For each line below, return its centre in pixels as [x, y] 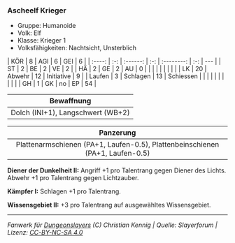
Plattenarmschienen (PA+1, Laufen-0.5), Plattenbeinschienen [117, 145]
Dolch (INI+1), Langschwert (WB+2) [71, 112]
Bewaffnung [70, 101]
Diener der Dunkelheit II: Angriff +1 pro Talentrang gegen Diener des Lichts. [117, 170]
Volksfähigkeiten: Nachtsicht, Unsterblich [77, 48]
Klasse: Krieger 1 [42, 40]
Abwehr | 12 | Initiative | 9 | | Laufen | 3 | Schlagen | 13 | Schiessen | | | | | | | [116, 76]
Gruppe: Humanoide [47, 26]
